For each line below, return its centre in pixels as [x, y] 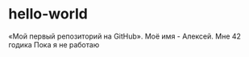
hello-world [48, 14]
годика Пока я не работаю [54, 44]
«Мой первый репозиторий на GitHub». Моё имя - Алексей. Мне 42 [125, 36]
